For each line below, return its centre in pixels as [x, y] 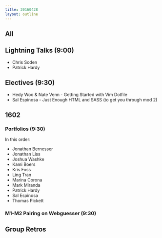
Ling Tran [22, 175]
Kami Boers [24, 164]
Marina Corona [27, 180]
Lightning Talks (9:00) [40, 50]
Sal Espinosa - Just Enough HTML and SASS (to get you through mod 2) [85, 99]
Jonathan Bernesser [32, 149]
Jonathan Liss [26, 154]
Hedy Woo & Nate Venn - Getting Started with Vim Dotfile [70, 94]
